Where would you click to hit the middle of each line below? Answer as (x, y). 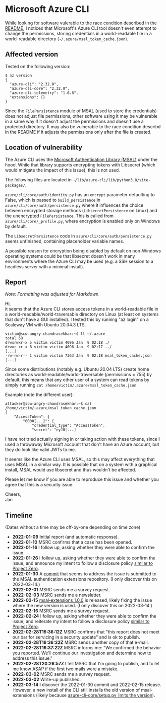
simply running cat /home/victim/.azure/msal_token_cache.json (71, 385)
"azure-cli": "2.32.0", (34, 84)
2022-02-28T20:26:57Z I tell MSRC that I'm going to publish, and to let (86, 664)
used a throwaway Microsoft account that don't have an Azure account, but (82, 444)
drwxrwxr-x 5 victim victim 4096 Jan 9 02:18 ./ (57, 343)
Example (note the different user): (40, 395)
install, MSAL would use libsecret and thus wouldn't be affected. (71, 470)
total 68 (14, 338)
